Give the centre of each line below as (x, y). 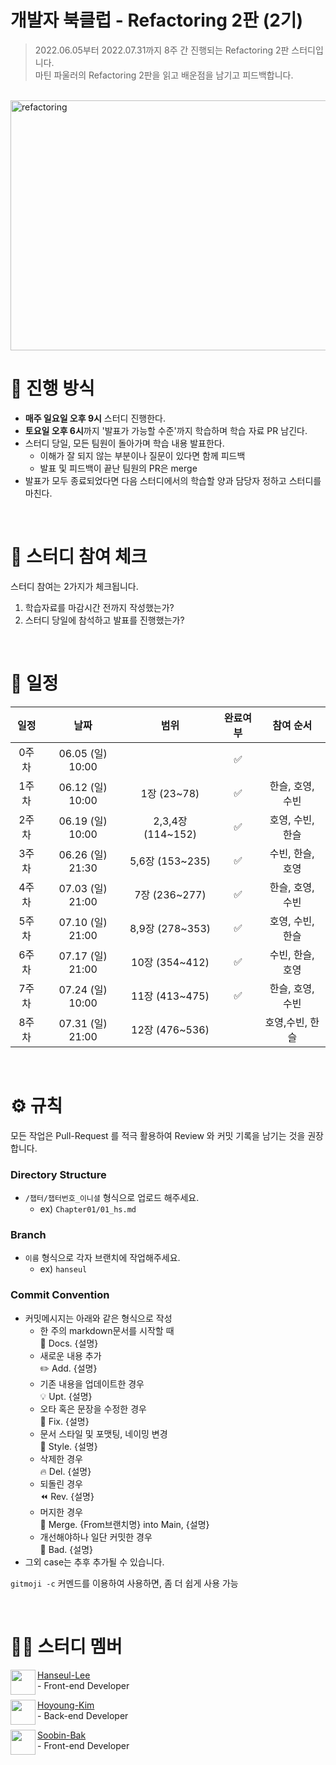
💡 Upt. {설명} (66, 1396)
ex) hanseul (63, 1269)
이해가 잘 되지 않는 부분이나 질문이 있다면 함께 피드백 (142, 455)
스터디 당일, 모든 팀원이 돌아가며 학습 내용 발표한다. (124, 443)
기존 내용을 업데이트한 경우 (92, 1383)
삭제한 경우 (61, 1458)
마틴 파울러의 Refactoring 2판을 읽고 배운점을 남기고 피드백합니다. (164, 75)
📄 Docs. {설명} (69, 1343)
